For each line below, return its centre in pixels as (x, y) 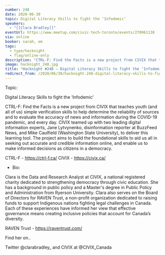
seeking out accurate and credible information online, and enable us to (77, 143)
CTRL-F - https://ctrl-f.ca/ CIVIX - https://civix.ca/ (55, 158)
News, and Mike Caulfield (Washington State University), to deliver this (77, 133)
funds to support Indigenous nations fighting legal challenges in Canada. (79, 203)
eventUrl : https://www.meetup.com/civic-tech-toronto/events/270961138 (80, 32)
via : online (17, 37)
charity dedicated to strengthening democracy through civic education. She (82, 182)
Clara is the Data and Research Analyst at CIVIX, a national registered (75, 177)
